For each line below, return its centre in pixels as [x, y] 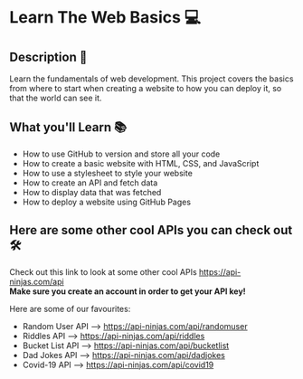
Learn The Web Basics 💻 [105, 18]
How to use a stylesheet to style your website [107, 173]
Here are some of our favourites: [70, 308]
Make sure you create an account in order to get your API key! [128, 291]
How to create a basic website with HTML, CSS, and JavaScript [141, 163]
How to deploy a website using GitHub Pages [107, 202]
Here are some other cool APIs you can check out [151, 230]
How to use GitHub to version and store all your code [121, 154]
